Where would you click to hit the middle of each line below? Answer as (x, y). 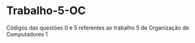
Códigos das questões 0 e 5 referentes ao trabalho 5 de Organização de (97, 28)
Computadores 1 (27, 34)
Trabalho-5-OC (46, 11)
